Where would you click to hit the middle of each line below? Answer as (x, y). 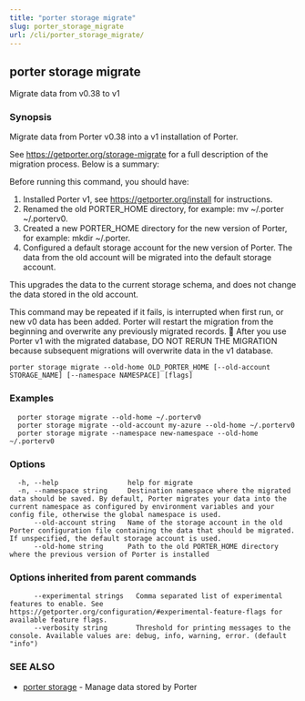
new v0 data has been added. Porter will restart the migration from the (142, 322)
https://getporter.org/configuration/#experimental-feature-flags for (146, 612)
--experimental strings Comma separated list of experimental (158, 596)
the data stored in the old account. (74, 295)
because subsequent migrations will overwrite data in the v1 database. (142, 350)
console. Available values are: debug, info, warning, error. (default (148, 636)
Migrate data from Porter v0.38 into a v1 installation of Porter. (124, 137)
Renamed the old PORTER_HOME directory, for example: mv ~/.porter (153, 209)
